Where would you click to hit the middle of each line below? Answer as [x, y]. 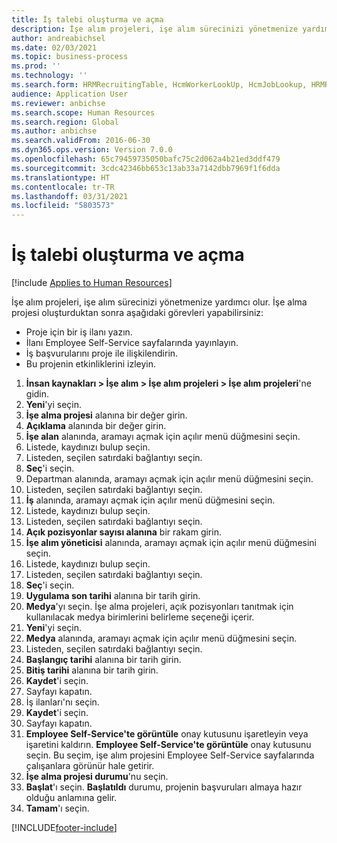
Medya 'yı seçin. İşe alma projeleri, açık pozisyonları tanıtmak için [159, 607]
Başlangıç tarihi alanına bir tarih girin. [103, 660]
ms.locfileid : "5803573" [63, 206]
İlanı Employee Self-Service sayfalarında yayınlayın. [132, 343]
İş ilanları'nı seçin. [62, 702]
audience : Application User [70, 94]
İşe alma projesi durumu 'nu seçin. [97, 777]
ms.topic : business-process [70, 57]
